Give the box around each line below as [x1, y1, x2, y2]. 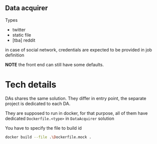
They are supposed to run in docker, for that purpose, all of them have [5, 110, 148, 116]
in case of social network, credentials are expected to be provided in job [5, 47, 152, 52]
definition [5, 52, 25, 58]
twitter [12, 27, 26, 33]
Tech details [5, 79, 57, 90]
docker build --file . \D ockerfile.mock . [5, 135, 92, 140]
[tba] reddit [12, 37, 36, 43]
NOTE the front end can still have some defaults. [5, 61, 104, 67]
